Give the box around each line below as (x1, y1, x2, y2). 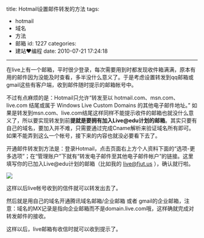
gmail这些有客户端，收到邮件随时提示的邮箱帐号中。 (6, 81, 137, 88)
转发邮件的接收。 (6, 212, 49, 220)
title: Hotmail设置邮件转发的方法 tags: (6, 5, 100, 12)
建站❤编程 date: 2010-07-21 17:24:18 (15, 47, 108, 55)
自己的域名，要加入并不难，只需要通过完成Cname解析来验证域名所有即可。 (6, 124, 194, 132)
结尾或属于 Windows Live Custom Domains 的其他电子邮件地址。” (29, 102, 191, 109)
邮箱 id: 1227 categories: (15, 40, 77, 47)
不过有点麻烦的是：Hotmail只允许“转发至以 (6, 94, 114, 101)
